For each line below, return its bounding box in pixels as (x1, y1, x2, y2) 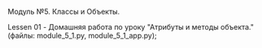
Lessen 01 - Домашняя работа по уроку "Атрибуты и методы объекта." (7, 22, 254, 31)
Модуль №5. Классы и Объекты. (7, 7, 120, 16)
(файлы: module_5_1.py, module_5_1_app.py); (7, 31, 158, 40)
